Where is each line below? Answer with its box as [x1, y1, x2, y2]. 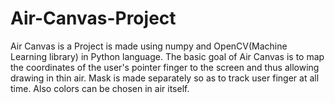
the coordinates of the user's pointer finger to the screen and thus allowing [10, 61, 320, 73]
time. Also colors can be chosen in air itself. [10, 82, 190, 94]
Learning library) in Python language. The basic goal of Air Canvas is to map [10, 50, 325, 62]
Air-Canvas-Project [10, 7, 177, 30]
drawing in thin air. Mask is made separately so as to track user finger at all [10, 72, 320, 84]
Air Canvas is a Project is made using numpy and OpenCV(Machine [10, 40, 288, 52]
